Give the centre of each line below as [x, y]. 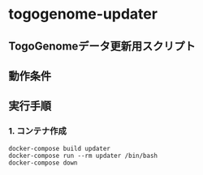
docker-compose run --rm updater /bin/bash [83, 156]
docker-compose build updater [60, 148]
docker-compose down [43, 163]
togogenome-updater [83, 14]
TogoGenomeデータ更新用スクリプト [102, 46]
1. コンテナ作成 [38, 131]
